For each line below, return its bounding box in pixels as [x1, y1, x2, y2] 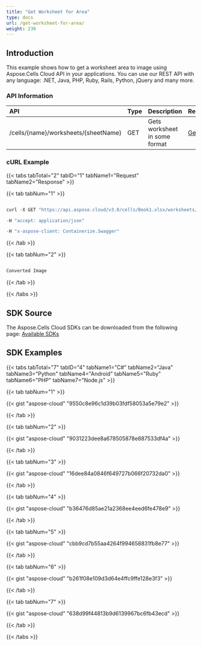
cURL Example [6, 158, 49, 166]
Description [148, 107, 182, 116]
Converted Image [6, 268, 47, 274]
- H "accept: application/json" [6, 217, 85, 223]
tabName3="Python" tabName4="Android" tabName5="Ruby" [6, 370, 161, 377]
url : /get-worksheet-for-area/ [6, 20, 85, 26]
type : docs [6, 14, 34, 20]
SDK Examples [6, 347, 63, 358]
